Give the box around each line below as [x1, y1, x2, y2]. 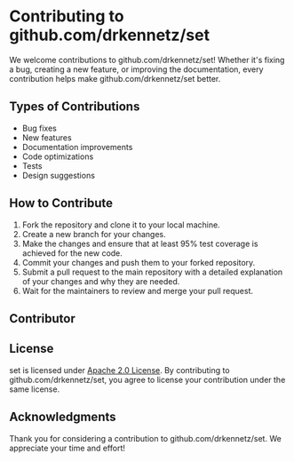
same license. [9, 384, 60, 394]
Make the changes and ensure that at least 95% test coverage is [21, 238, 258, 249]
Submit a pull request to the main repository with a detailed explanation [21, 267, 283, 277]
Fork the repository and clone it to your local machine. [21, 219, 220, 230]
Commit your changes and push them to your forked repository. [21, 257, 256, 267]
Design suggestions [21, 170, 96, 180]
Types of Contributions [9, 100, 140, 115]
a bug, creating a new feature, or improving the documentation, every [9, 64, 264, 75]
